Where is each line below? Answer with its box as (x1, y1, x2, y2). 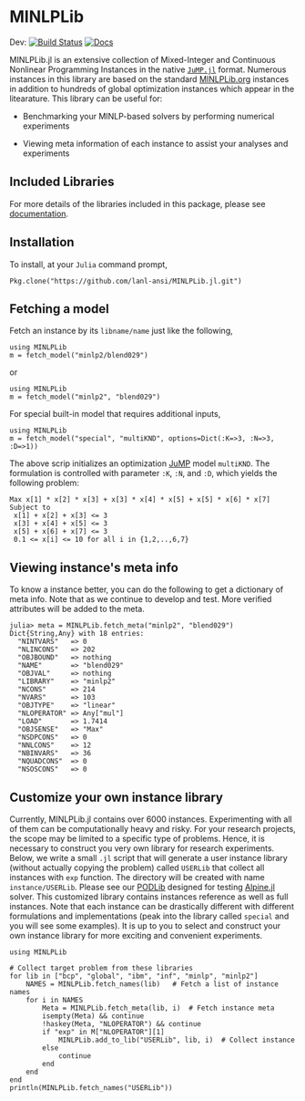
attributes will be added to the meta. (9, 604, 146, 615)
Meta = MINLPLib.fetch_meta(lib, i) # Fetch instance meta (42, 1003, 275, 1013)
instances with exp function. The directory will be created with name (9, 872, 266, 882)
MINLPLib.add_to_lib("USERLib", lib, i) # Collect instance (57, 1035, 296, 1044)
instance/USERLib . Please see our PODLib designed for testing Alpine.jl (9, 882, 276, 892)
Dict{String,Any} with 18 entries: (9, 629, 145, 639)
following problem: (9, 477, 80, 489)
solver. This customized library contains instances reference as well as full (9, 891, 289, 902)
